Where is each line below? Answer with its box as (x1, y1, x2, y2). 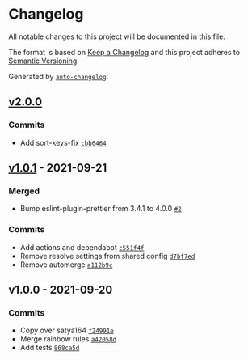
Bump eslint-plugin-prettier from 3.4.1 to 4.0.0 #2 (19, 204, 182, 214)
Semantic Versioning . (8, 56, 79, 66)
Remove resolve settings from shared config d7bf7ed (19, 251, 195, 260)
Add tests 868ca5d (19, 343, 80, 353)
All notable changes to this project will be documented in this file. (8, 32, 226, 41)
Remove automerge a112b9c (19, 260, 113, 269)
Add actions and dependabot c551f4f (19, 242, 145, 252)
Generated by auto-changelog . (8, 71, 109, 81)
